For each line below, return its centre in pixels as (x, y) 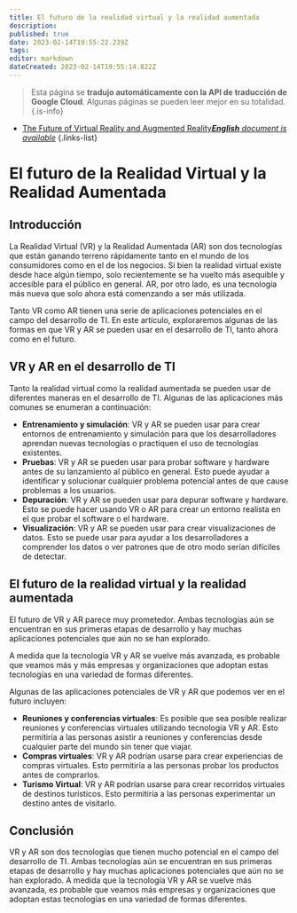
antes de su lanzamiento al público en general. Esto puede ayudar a (146, 471)
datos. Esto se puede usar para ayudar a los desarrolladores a (135, 537)
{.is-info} (47, 111)
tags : (19, 51)
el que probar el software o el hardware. (95, 518)
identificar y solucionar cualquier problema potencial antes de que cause (155, 481)
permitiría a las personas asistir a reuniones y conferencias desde (142, 736)
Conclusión (42, 830)
